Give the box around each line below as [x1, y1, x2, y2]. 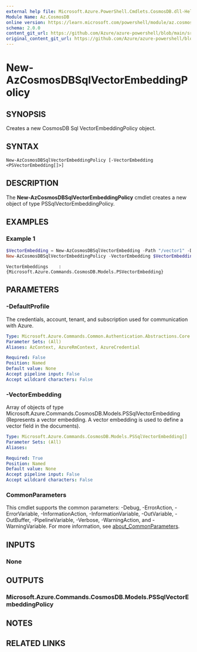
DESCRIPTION [6, 178, 59, 188]
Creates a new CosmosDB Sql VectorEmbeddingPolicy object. [6, 125, 156, 132]
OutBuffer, [6, 517, 31, 524]
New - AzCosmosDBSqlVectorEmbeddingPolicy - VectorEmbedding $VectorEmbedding [6, 253, 195, 260]
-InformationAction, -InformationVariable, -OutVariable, [40, 510, 174, 517]
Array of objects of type [6, 404, 64, 411]
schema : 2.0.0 [6, 25, 41, 31]
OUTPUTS [6, 575, 44, 586]
